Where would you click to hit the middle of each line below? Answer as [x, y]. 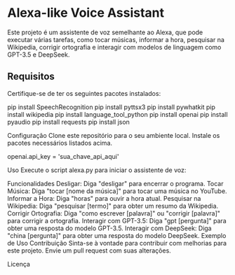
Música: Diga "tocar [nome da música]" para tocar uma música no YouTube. [117, 191]
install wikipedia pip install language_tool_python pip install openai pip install [117, 114]
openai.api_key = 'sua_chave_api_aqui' [63, 156]
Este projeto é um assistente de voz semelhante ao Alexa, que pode [105, 32]
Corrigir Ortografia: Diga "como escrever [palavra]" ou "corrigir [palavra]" [114, 213]
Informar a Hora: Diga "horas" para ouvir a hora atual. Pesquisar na [104, 198]
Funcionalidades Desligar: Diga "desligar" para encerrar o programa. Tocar [115, 183]
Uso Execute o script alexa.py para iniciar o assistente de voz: [97, 170]
